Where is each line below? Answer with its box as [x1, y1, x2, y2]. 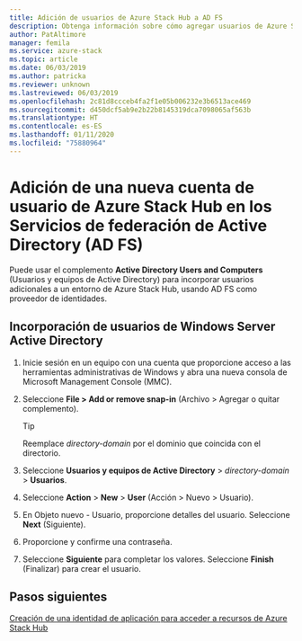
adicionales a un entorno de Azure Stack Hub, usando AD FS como [9, 283, 258, 294]
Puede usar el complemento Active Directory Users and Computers [9, 264, 263, 275]
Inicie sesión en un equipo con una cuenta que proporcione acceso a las [22, 357, 292, 368]
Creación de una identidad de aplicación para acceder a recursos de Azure [9, 613, 288, 624]
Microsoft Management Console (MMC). [22, 376, 173, 387]
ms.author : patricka [9, 72, 87, 81]
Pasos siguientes [9, 589, 108, 604]
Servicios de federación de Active [9, 215, 268, 236]
